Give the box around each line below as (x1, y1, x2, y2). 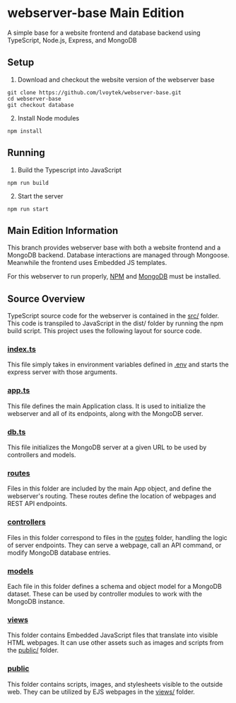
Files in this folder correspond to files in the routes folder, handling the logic (7, 533, 228, 541)
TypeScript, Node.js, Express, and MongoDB (7, 35, 137, 44)
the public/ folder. (7, 646, 59, 655)
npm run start (7, 206, 49, 213)
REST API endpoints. (7, 500, 68, 508)
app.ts (7, 386, 30, 395)
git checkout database (7, 101, 74, 108)
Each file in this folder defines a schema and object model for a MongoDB (7, 582, 223, 590)
